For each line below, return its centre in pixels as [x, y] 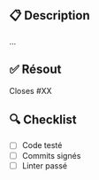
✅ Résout [35, 70]
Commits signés [51, 155]
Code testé [42, 145]
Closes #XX [30, 90]
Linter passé [45, 165]
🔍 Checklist [43, 120]
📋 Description [49, 16]
